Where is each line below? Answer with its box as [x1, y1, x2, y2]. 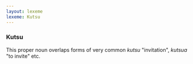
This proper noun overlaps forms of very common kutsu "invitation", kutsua [6, 46, 188, 53]
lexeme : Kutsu [6, 14, 41, 20]
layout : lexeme [6, 8, 43, 15]
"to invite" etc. [6, 52, 41, 59]
